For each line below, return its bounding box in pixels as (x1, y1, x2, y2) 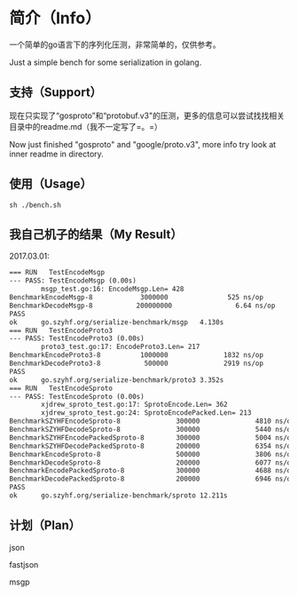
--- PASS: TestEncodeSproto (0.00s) (9, 392, 145, 401)
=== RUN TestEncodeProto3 (9, 326, 114, 335)
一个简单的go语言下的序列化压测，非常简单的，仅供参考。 (9, 39, 221, 50)
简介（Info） (9, 8, 102, 28)
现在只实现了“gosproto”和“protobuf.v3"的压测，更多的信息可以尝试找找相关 (9, 110, 286, 121)
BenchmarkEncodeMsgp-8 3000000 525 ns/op (9, 293, 264, 302)
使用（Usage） (9, 177, 93, 192)
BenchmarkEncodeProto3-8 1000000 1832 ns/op (9, 351, 264, 360)
